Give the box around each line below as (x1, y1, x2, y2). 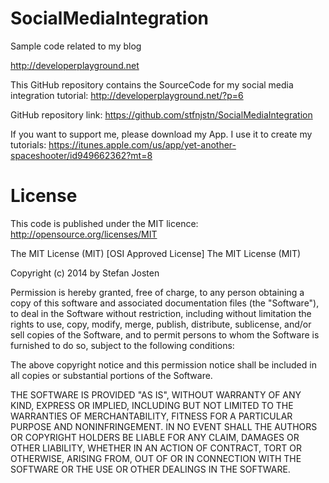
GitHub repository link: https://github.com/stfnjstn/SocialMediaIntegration (10, 108, 313, 121)
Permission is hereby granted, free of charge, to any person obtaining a (10, 286, 305, 298)
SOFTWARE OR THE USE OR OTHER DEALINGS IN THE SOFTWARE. (10, 463, 291, 475)
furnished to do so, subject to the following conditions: (10, 339, 235, 351)
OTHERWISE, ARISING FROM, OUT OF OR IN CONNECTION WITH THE (10, 452, 302, 464)
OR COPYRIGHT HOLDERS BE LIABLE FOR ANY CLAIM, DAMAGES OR (10, 431, 300, 443)
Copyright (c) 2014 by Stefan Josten (10, 267, 160, 279)
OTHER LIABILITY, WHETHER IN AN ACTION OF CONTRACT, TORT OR (10, 442, 302, 454)
